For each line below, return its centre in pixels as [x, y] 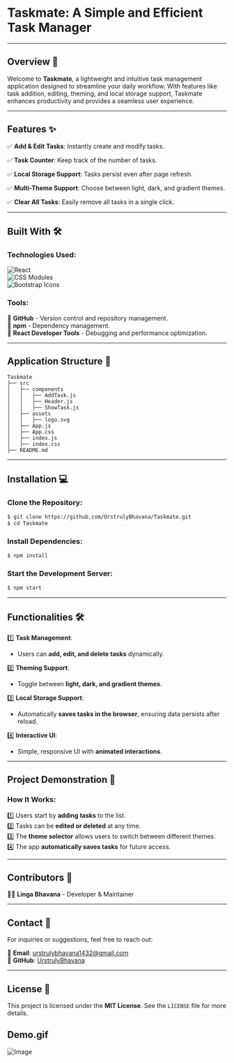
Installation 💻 [38, 479]
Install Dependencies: [45, 541]
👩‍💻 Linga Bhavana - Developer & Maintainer [71, 894]
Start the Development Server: [60, 573]
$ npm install [28, 556]
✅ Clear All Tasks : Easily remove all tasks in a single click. [91, 202]
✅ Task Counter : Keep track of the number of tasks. [82, 160]
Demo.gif [28, 1035]
